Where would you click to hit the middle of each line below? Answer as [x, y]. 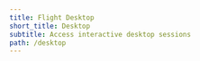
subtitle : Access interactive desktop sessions [100, 34]
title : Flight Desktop [52, 17]
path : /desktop [38, 43]
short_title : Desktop [50, 26]
